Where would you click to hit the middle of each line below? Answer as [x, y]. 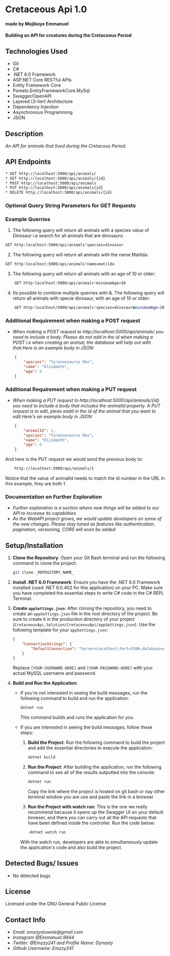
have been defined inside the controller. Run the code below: [91, 823]
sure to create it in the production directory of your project [74, 619]
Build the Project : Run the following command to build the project [96, 743]
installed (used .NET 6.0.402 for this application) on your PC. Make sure [88, 587]
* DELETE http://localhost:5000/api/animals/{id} [59, 193]
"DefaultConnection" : [54, 649]
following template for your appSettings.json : [60, 630]
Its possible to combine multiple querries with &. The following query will [89, 293]
